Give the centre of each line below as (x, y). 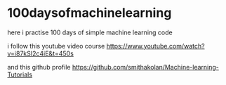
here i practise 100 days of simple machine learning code (90, 32)
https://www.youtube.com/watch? (155, 46)
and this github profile (39, 67)
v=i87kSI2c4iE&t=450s (40, 53)
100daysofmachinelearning (89, 13)
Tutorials (20, 74)
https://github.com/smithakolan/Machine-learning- (146, 67)
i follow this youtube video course (56, 46)
